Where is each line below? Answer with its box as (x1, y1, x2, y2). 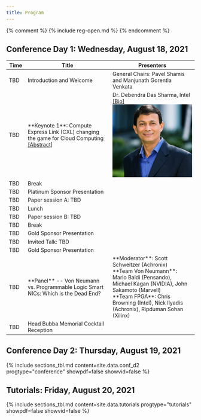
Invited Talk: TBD (28, 238, 70, 245)
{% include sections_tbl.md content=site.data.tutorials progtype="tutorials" (6, 401, 192, 408)
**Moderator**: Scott (112, 255, 168, 262)
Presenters (138, 62, 166, 69)
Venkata (112, 83, 133, 90)
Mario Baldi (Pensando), (112, 274, 172, 281)
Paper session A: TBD (28, 196, 81, 203)
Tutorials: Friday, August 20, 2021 (6, 385, 135, 395)
